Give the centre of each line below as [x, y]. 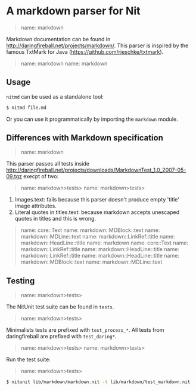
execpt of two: [41, 176]
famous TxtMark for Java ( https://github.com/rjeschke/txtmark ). [85, 51]
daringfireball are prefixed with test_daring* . [62, 337]
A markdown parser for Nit [74, 11]
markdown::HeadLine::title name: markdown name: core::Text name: [105, 243]
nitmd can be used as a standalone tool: [55, 96]
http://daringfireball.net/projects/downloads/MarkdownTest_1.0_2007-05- [96, 170]
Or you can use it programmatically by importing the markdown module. [92, 119]
